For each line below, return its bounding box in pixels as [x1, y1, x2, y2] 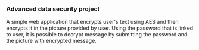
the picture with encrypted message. [6, 37, 97, 45]
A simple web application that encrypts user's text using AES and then [6, 18, 179, 26]
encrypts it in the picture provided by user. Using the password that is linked [6, 24, 194, 32]
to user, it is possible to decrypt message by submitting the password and [6, 31, 188, 38]
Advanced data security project [6, 5, 100, 13]
